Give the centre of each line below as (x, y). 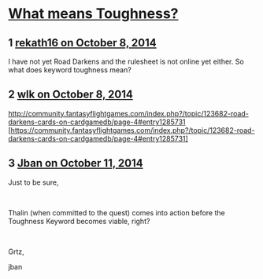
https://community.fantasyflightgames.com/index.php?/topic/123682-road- (133, 130)
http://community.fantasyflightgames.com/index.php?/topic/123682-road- (129, 113)
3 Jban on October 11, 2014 (76, 163)
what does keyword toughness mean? (70, 70)
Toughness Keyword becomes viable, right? (79, 221)
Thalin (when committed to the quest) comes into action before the (117, 212)
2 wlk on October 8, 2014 (71, 95)
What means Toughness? (93, 14)
